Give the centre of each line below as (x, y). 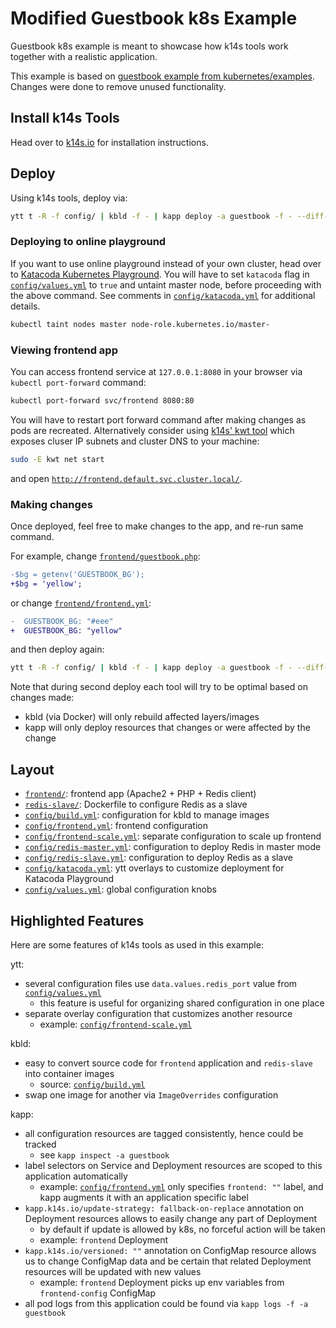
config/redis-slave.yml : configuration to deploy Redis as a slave (158, 858)
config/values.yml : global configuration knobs (120, 889)
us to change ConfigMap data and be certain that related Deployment (168, 1261)
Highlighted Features (77, 920)
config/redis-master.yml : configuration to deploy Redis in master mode (173, 847)
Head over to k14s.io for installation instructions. (109, 142)
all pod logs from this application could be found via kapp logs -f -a (166, 1303)
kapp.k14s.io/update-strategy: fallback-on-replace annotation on (164, 1208)
